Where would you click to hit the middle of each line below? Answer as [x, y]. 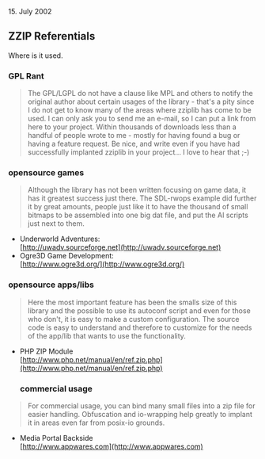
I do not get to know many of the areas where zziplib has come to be [139, 110]
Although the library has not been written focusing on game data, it [137, 190]
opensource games [46, 173]
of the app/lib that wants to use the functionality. [106, 335]
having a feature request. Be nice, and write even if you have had [134, 144]
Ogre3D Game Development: [67, 256]
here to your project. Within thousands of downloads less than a [132, 127]
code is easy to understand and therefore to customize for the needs [140, 327]
